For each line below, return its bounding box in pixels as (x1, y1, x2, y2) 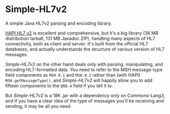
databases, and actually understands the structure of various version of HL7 (5, 46, 165, 52)
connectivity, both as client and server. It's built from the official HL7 (5, 40, 148, 46)
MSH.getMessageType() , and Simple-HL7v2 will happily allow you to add (5, 77, 153, 83)
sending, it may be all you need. (5, 103, 72, 109)
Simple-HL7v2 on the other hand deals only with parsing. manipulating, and (5, 61, 163, 67)
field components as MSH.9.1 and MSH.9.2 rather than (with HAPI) (5, 72, 141, 78)
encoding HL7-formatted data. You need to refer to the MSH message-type (5, 67, 163, 73)
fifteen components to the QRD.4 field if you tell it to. (5, 82, 113, 89)
